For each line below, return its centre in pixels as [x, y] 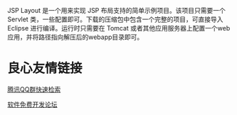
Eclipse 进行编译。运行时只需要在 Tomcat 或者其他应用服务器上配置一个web [119, 28]
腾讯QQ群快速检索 [34, 89]
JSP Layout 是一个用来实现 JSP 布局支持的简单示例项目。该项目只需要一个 [116, 10]
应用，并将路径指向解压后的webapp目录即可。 [75, 37]
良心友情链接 [45, 69]
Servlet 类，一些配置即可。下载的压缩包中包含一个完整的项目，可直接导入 [115, 19]
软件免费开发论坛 [32, 104]
